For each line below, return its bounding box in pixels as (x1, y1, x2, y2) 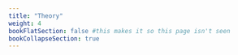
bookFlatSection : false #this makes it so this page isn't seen (8, 27, 231, 35)
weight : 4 (8, 19, 42, 27)
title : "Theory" (8, 11, 63, 20)
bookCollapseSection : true (8, 34, 100, 43)
